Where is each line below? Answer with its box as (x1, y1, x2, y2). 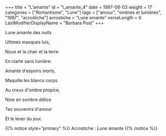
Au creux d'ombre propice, (5, 87, 61, 93)
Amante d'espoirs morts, (5, 68, 56, 74)
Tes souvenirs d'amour (5, 106, 52, 112)
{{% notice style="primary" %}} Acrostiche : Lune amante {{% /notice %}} (5, 126, 158, 131)
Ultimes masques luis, (5, 39, 51, 45)
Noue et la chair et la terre (5, 49, 59, 54)
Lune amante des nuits (5, 30, 52, 35)
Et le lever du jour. (5, 116, 42, 122)
